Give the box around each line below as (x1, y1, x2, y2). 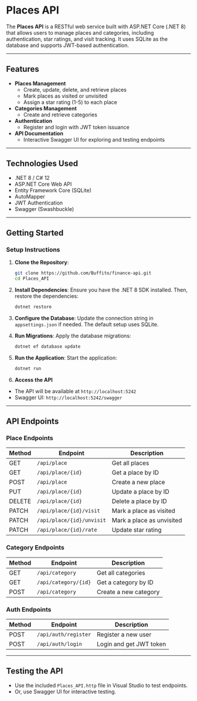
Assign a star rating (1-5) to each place (23, 98, 117, 106)
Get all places (111, 459, 150, 467)
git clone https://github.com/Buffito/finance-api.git (14, 270, 152, 276)
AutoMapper (14, 193, 45, 200)
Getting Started (6, 227, 64, 238)
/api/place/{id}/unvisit (37, 517, 107, 524)
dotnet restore (14, 304, 52, 310)
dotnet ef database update (14, 343, 81, 350)
